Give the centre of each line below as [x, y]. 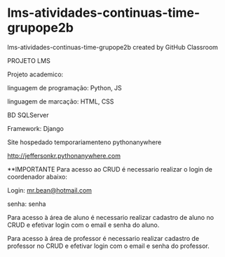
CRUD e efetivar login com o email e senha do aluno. [83, 225]
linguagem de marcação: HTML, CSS [61, 101]
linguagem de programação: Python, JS [65, 88]
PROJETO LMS [29, 60]
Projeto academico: [35, 74]
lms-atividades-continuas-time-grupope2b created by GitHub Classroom [113, 47]
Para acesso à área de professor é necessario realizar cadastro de [103, 238]
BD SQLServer [28, 115]
